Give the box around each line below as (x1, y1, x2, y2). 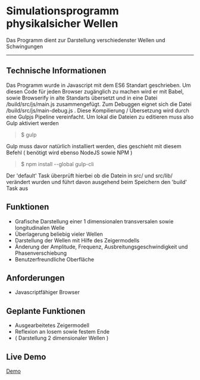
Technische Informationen (6, 66, 107, 76)
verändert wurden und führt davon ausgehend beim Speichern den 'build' (6, 178, 187, 185)
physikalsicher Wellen (6, 17, 118, 30)
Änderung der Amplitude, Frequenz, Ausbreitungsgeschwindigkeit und (14, 243, 188, 250)
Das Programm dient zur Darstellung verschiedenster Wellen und (6, 36, 165, 43)
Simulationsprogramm (6, 4, 119, 18)
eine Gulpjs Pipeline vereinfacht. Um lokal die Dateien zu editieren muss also (6, 113, 194, 120)
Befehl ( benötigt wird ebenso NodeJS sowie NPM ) (6, 149, 133, 156)
